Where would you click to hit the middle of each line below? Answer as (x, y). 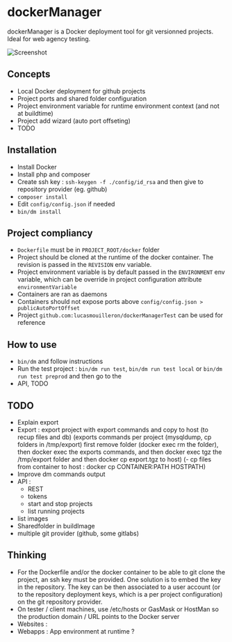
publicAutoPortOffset (48, 308)
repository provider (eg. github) (62, 189)
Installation (32, 150)
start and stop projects (60, 504)
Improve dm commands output (61, 474)
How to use (32, 345)
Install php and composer (53, 174)
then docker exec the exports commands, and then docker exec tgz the (119, 452)
